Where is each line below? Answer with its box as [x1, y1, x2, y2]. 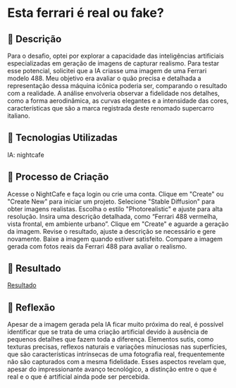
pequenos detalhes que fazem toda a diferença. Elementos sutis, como [7, 335, 214, 344]
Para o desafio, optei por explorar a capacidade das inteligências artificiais [7, 51, 224, 60]
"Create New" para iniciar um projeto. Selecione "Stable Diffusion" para [7, 197, 215, 206]
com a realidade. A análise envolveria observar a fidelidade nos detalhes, [7, 89, 220, 97]
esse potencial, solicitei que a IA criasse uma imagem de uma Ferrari [7, 67, 207, 75]
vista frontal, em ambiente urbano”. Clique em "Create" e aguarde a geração [7, 220, 229, 228]
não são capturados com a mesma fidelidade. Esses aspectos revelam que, [7, 358, 227, 366]
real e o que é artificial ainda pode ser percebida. [7, 373, 150, 381]
